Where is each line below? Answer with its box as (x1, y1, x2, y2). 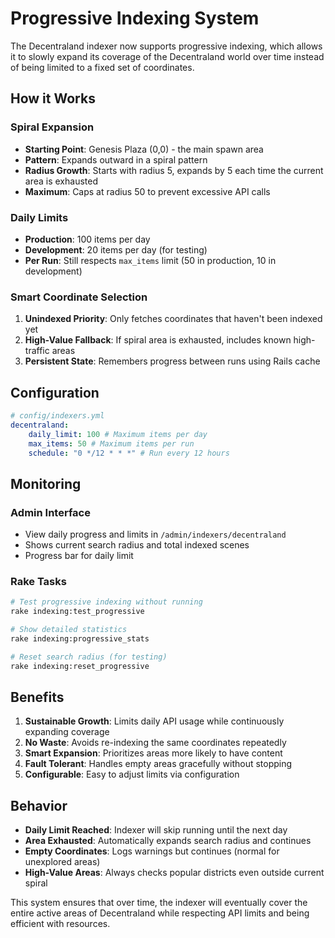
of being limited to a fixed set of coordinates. (10, 61, 195, 73)
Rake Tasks (10, 575, 67, 589)
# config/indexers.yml (10, 411, 105, 421)
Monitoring (10, 475, 82, 492)
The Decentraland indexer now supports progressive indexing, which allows (10, 40, 323, 52)
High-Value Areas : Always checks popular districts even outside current (24, 867, 325, 879)
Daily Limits (10, 210, 69, 224)
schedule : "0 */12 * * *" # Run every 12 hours (28, 448, 230, 458)
